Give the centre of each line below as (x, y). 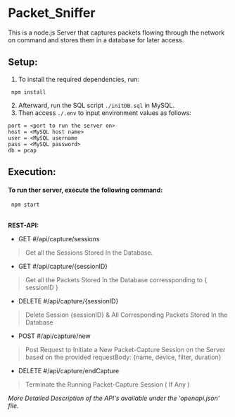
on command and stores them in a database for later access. (96, 40)
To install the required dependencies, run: (78, 79)
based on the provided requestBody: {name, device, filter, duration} (123, 357)
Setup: (23, 62)
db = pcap (23, 150)
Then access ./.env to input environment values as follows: (105, 113)
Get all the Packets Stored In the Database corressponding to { (116, 280)
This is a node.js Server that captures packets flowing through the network (116, 32)
